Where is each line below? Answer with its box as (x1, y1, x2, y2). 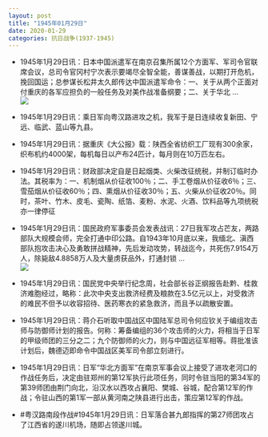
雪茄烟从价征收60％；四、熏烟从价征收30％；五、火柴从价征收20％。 (19, 186, 250, 196)
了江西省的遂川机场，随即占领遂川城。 (19, 420, 146, 430)
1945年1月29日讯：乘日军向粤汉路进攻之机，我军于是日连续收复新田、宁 (19, 112, 258, 122)
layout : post (8, 11, 52, 20)
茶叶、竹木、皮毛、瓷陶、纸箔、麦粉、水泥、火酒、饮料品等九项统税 (34, 196, 258, 206)
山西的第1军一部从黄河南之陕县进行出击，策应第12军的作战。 (47, 393, 248, 403)
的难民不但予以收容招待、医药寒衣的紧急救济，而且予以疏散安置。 (19, 298, 238, 309)
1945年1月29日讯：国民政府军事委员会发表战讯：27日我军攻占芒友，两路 (19, 224, 259, 233)
